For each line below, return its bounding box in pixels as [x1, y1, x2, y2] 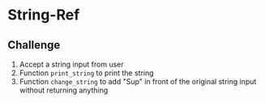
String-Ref [7, 6, 80, 24]
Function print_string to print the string [19, 68, 155, 78]
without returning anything [19, 85, 109, 95]
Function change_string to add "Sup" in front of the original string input [19, 77, 257, 86]
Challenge [7, 38, 61, 52]
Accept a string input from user [19, 59, 125, 69]
